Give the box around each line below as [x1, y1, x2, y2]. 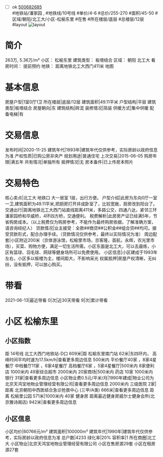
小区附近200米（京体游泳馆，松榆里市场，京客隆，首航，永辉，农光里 [10, 237, 150, 243]
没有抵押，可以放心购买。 [13, 261, 65, 267]
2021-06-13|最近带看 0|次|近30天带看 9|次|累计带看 [5, 297, 108, 303]
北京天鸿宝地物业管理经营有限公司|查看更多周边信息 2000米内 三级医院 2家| [5, 381, 157, 387]
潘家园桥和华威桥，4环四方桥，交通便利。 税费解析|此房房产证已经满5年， [5, 213, 153, 219]
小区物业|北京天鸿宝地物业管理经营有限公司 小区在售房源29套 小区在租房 [10, 441, 156, 446]
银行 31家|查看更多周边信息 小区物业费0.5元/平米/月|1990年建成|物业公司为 [5, 375, 154, 380]
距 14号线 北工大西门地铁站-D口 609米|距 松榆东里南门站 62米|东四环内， [5, 350, 151, 356]
